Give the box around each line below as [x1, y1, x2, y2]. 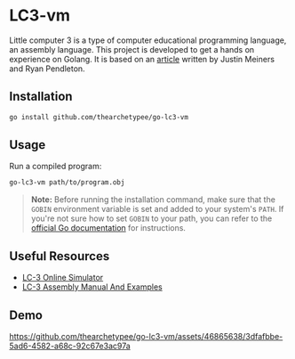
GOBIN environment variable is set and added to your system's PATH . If [30, 204, 284, 215]
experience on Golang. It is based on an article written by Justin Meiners [9, 53, 275, 64]
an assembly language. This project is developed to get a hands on [9, 44, 255, 54]
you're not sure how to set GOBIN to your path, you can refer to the [30, 213, 273, 224]
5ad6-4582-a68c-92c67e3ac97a [9, 340, 131, 351]
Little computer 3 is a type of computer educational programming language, [9, 35, 287, 45]
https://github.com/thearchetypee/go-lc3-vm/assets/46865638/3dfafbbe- [9, 330, 283, 341]
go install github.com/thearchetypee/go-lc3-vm [9, 112, 189, 121]
